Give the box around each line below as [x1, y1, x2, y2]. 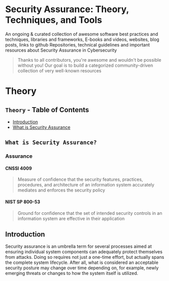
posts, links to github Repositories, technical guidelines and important [5, 41, 150, 48]
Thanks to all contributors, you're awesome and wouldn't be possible [17, 57, 161, 63]
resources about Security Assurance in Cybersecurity [5, 47, 117, 53]
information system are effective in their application [17, 215, 125, 221]
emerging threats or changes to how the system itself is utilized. [5, 270, 139, 276]
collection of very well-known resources [17, 67, 102, 74]
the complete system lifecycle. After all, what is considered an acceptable [5, 259, 159, 266]
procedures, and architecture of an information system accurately [17, 182, 155, 188]
